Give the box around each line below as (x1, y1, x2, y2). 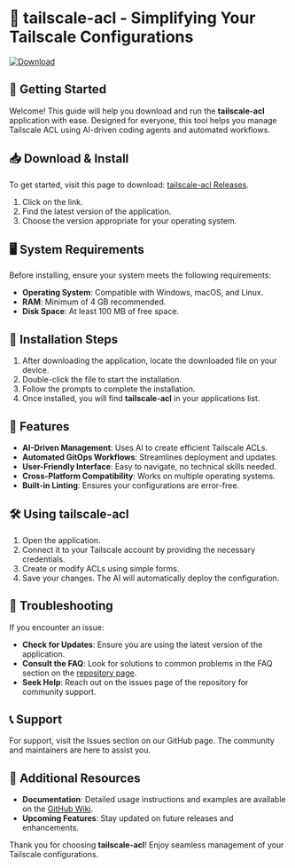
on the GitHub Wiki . (21, 803, 94, 815)
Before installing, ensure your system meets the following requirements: (9, 270, 272, 280)
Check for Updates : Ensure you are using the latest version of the (21, 639, 263, 650)
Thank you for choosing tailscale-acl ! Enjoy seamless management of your (9, 840, 284, 850)
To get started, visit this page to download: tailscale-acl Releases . (9, 179, 250, 190)
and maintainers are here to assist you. (9, 745, 151, 755)
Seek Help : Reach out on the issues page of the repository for (21, 676, 249, 687)
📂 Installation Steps (9, 332, 119, 347)
